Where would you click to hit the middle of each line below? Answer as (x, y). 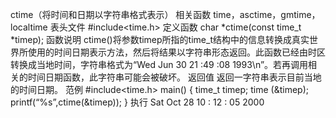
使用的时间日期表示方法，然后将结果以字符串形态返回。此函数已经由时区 (176, 52)
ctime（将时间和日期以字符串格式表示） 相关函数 (111, 14)
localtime (29, 27)
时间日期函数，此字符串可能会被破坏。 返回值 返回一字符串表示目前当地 (174, 77)
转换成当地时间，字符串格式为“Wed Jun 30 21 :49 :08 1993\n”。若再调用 (159, 64)
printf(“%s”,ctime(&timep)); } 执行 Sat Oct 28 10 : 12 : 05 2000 (137, 102)
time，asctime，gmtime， (267, 14)
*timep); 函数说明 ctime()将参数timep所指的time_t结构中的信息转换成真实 (160, 39)
